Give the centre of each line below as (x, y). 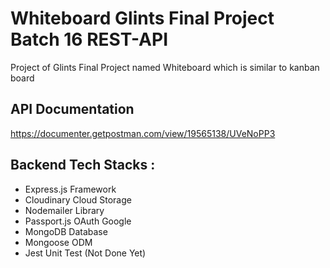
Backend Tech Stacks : (83, 165)
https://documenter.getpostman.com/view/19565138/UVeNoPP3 (143, 133)
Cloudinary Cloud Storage (78, 199)
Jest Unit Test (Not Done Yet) (85, 253)
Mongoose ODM (58, 242)
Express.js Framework (70, 189)
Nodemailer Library (64, 210)
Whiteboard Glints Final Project (142, 18)
